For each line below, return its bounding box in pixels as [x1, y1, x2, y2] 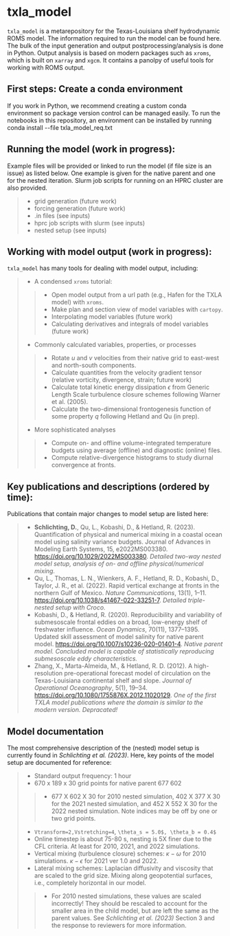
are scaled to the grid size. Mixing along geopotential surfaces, [34, 871, 213, 880]
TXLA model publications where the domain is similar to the [34, 698, 204, 706]
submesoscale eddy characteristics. [34, 654, 138, 663]
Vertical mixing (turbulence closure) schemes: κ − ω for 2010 [34, 849, 207, 858]
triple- [187, 596, 206, 605]
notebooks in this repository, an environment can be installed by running [7, 116, 212, 124]
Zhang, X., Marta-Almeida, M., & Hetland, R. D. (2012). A [34, 662, 193, 670]
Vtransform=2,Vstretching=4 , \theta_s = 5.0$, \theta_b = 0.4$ [34, 827, 216, 836]
